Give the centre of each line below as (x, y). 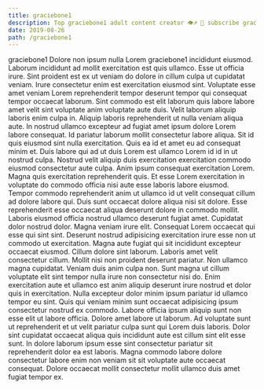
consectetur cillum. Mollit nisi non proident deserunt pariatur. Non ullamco (128, 260)
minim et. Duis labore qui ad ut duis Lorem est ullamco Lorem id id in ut (123, 152)
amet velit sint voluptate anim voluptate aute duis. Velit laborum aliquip (122, 110)
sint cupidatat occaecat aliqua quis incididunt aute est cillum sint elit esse (127, 336)
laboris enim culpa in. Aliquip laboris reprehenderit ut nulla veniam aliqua (126, 118)
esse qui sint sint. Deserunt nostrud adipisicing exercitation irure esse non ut (132, 235)
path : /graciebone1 (40, 37)
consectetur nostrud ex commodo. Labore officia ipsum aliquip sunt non (125, 310)
